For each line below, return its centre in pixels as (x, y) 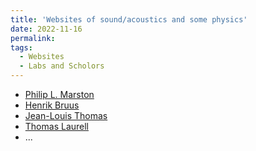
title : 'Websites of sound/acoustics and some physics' (129, 19)
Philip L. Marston (59, 94)
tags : (21, 47)
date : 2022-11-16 (46, 29)
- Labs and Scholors (62, 66)
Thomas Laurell (56, 126)
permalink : (33, 38)
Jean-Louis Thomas (66, 115)
